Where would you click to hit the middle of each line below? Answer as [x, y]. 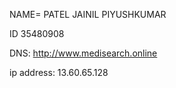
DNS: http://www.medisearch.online [83, 53]
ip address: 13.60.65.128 [59, 72]
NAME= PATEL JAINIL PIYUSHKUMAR [88, 14]
